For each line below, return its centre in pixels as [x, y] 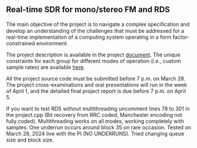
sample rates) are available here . [46, 67]
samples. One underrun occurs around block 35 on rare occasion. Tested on [99, 127]
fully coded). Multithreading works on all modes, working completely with [95, 121]
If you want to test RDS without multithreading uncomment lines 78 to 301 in [98, 109]
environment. [52, 43]
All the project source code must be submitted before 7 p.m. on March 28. [96, 78]
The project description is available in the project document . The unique [93, 55]
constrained [21, 43]
